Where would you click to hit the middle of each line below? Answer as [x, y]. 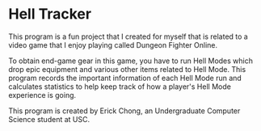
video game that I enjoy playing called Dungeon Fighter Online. [113, 44]
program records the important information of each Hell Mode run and [125, 78]
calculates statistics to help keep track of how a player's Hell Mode [120, 87]
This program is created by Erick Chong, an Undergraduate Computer [124, 111]
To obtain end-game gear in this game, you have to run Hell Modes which [130, 61]
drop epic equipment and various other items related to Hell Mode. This [127, 69]
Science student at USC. [49, 119]
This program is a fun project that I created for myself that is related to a [128, 36]
